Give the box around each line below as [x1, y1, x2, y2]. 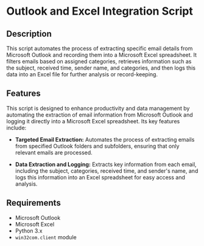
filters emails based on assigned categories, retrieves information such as [6, 58, 192, 65]
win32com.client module [15, 233, 77, 241]
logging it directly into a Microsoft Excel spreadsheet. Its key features [6, 117, 180, 125]
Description [6, 29, 52, 39]
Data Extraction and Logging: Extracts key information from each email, [15, 161, 197, 168]
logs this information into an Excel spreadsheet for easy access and [15, 173, 186, 181]
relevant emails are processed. [15, 148, 93, 156]
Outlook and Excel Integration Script [6, 4, 193, 18]
